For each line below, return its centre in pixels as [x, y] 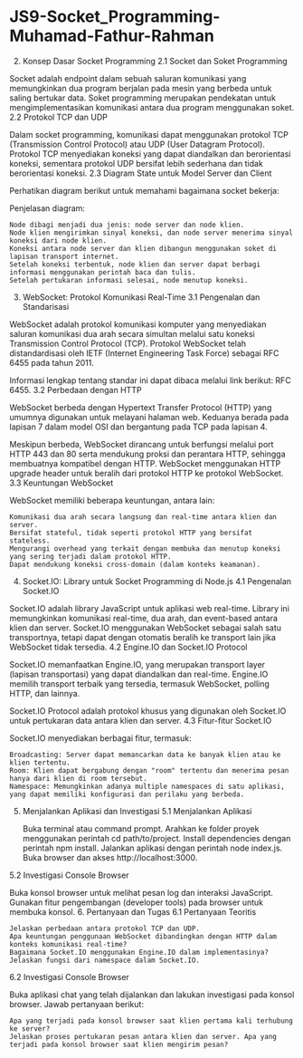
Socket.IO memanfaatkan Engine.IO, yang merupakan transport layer [137, 664]
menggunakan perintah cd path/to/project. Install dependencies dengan [156, 838]
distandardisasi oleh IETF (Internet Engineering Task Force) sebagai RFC [144, 353]
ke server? [30, 1029]
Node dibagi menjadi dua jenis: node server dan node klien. [127, 225]
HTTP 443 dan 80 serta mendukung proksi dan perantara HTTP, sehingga [148, 454]
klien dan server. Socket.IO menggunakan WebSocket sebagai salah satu [146, 628]
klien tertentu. [40, 763]
